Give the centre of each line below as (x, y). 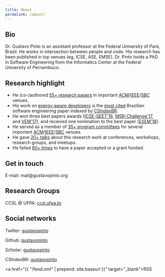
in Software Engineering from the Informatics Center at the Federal (73, 62)
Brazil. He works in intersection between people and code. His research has (82, 52)
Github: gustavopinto (27, 240)
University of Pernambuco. (33, 68)
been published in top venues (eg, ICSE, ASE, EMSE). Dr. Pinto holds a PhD (82, 57)
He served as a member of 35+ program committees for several (77, 127)
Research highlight (35, 83)
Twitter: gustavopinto (27, 230)
